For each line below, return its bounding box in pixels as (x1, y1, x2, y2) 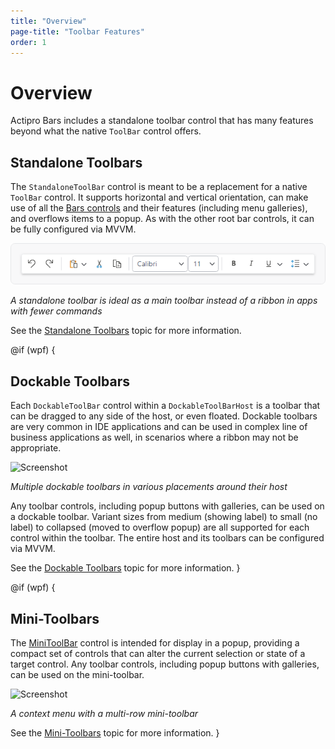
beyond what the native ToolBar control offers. (10, 125, 202, 137)
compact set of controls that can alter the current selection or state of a (10, 647, 306, 659)
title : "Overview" (10, 16, 87, 26)
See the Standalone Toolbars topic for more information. (10, 325, 242, 337)
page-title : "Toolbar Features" (10, 26, 145, 37)
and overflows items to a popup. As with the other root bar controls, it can (10, 213, 315, 225)
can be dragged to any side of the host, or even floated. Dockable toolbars (10, 410, 318, 422)
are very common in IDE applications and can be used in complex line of (10, 421, 308, 433)
